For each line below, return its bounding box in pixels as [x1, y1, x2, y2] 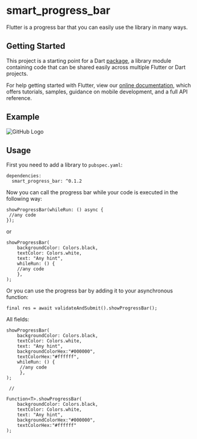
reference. [6, 94, 32, 101]
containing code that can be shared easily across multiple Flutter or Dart [6, 63, 186, 71]
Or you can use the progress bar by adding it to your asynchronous [6, 287, 174, 294]
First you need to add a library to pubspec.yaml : [6, 161, 123, 169]
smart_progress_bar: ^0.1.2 [11, 178, 83, 185]
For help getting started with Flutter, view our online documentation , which [6, 81, 192, 89]
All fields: [6, 316, 30, 323]
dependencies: [6, 173, 42, 179]
